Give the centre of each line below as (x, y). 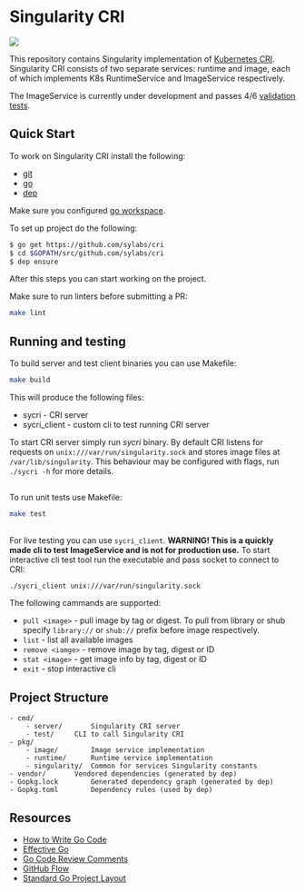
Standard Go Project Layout (74, 878)
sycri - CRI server (55, 414)
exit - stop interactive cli (69, 669)
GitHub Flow (46, 868)
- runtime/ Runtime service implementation (119, 758)
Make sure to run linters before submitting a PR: (98, 296)
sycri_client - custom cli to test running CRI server (116, 424)
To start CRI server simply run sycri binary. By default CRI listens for (136, 441)
